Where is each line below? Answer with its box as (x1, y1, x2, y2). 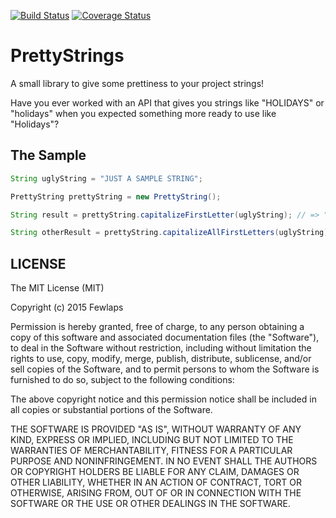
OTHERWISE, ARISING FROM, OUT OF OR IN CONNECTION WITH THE (10, 487, 302, 499)
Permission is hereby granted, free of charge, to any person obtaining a (10, 321, 305, 333)
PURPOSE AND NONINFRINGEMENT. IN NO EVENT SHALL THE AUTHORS (10, 455, 318, 467)
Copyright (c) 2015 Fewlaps (10, 301, 124, 314)
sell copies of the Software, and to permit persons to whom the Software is (10, 363, 320, 375)
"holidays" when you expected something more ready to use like (10, 107, 277, 119)
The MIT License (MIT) (10, 282, 105, 294)
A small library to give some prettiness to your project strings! (10, 77, 265, 89)
